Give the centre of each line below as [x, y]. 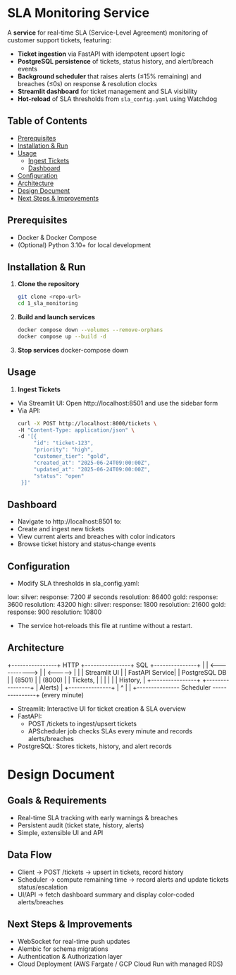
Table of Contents [48, 121]
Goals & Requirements [57, 801]
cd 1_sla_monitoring [48, 304]
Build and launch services [56, 317]
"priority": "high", [63, 450]
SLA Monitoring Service [79, 13]
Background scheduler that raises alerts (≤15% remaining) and [110, 76]
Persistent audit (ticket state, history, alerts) [81, 825]
